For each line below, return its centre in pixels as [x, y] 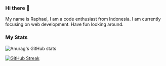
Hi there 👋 [18, 8]
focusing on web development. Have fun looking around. [65, 24]
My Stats [16, 37]
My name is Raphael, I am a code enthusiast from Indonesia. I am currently [83, 19]
